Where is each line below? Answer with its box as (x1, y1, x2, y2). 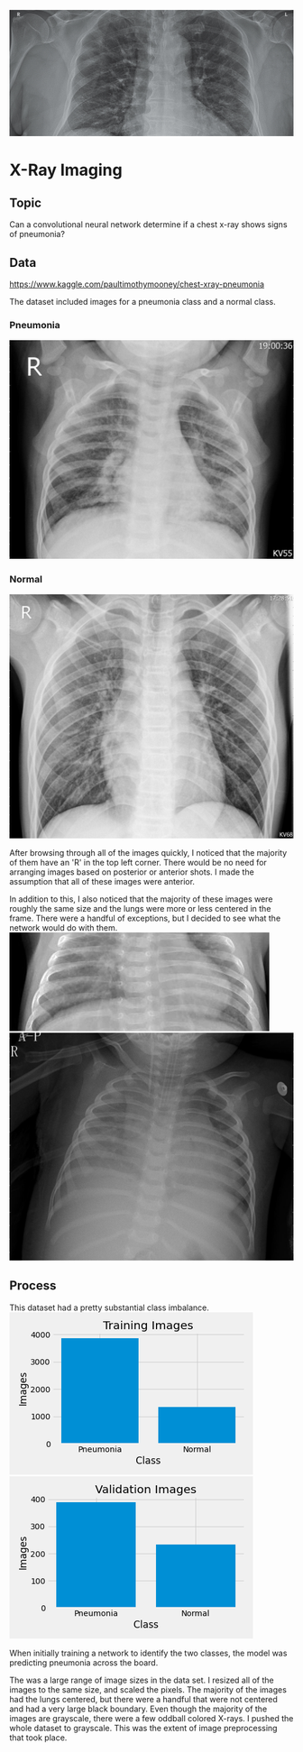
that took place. (9, 1732, 68, 1743)
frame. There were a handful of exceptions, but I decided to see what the (9, 913, 281, 924)
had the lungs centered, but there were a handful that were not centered (9, 1693, 278, 1704)
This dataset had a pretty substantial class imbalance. (9, 1302, 209, 1313)
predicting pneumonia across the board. (9, 1656, 159, 1668)
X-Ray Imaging (9, 160, 124, 180)
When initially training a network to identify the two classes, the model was (9, 1647, 288, 1658)
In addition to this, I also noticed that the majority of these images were (9, 894, 273, 904)
